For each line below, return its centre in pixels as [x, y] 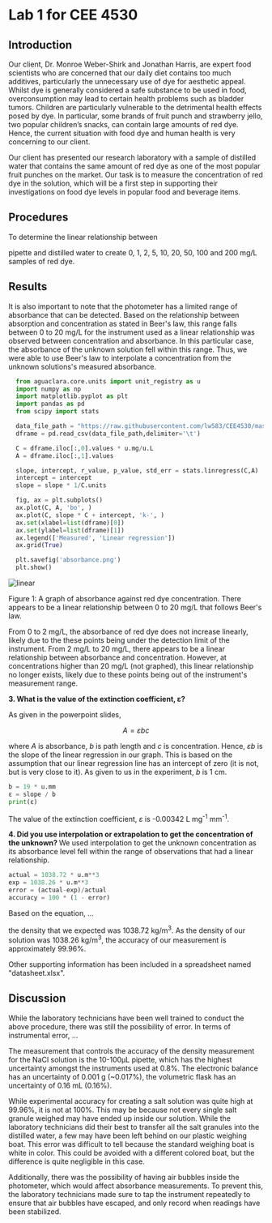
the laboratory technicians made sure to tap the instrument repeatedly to [130, 1194]
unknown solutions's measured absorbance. [82, 366]
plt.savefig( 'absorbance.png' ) [68, 560]
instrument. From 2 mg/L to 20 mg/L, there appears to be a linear [117, 649]
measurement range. [43, 683]
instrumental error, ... [43, 1035]
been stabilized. [35, 1211]
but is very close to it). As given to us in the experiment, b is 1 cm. [118, 772]
